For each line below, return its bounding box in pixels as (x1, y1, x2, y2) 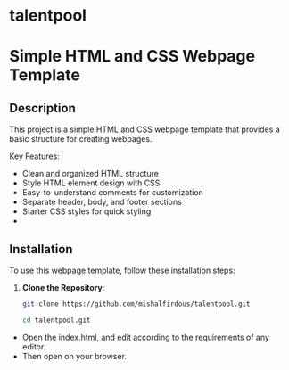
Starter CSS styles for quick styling (21, 206, 152, 217)
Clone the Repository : (21, 283, 105, 292)
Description (9, 100, 76, 116)
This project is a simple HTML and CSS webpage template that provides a (9, 124, 281, 135)
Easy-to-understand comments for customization (21, 187, 203, 198)
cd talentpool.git (21, 316, 91, 325)
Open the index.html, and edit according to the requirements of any (21, 332, 270, 342)
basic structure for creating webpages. (9, 134, 153, 144)
